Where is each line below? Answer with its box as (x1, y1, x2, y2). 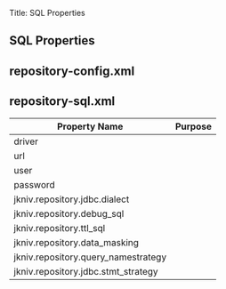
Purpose (174, 120, 212, 132)
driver (13, 135, 38, 148)
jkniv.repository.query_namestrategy (13, 251, 167, 263)
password (13, 178, 55, 190)
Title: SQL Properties (9, 8, 86, 18)
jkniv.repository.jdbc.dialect (13, 193, 130, 205)
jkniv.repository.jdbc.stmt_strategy (13, 265, 158, 277)
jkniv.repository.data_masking (13, 236, 140, 248)
